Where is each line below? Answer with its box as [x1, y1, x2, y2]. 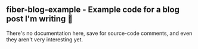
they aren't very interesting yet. [6, 35, 83, 43]
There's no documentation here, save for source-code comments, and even [6, 30, 193, 37]
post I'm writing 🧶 [6, 14, 73, 24]
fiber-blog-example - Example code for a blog [6, 5, 180, 15]
